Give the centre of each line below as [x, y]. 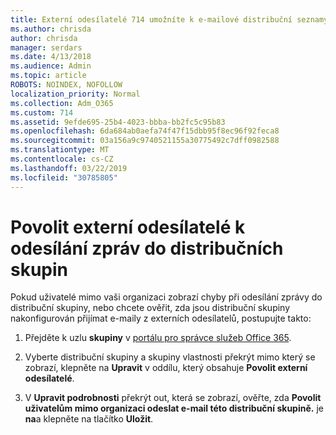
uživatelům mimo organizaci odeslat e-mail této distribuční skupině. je [174, 408]
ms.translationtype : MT [60, 150]
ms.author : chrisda [51, 29]
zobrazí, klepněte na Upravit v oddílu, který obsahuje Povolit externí [166, 368]
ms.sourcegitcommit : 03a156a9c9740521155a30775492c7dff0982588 [145, 141]
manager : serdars [46, 47]
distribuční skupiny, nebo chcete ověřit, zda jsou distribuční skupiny [150, 308]
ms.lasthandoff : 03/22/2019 [69, 168]
